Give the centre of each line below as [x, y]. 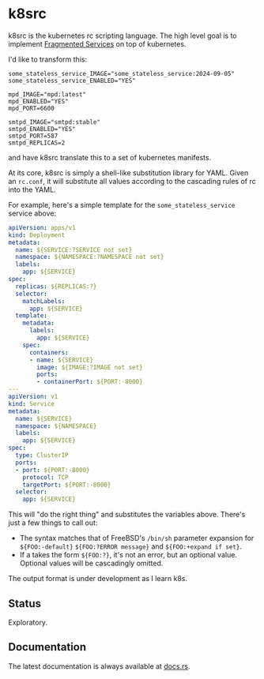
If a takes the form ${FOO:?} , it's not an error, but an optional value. [128, 555]
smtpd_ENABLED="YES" [42, 129]
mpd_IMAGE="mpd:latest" [47, 94]
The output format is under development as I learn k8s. [98, 579]
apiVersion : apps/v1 [42, 227]
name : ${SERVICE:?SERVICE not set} [74, 249]
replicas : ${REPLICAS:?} [56, 286]
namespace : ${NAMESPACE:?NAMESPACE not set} [90, 257]
